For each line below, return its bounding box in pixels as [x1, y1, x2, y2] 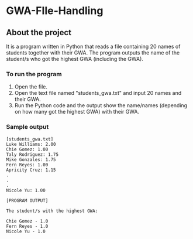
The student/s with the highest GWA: [6, 208, 98, 214]
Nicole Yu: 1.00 [6, 187, 46, 193]
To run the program [6, 70, 63, 78]
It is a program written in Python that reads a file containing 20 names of [6, 43, 181, 50]
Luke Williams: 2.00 [6, 141, 57, 147]
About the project [6, 28, 72, 37]
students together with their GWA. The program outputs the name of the [6, 49, 180, 56]
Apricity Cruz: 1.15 [6, 167, 57, 173]
